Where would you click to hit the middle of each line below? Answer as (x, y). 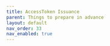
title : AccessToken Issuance (43, 12)
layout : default (27, 23)
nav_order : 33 (24, 28)
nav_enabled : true (29, 34)
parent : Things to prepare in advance (55, 17)
